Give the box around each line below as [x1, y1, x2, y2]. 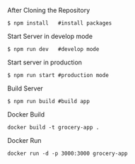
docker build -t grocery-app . [7, 124, 100, 131]
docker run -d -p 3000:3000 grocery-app [7, 150, 129, 157]
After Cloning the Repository [7, 6, 90, 14]
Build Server [7, 84, 44, 93]
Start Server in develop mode [7, 32, 93, 40]
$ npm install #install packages [7, 20, 112, 27]
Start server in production [7, 58, 83, 66]
